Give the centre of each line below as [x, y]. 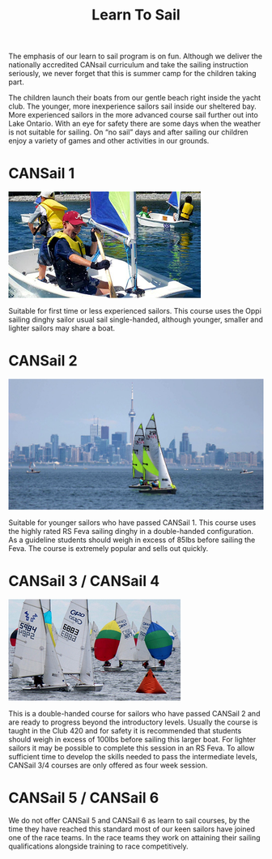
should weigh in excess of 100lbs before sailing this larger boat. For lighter [132, 740]
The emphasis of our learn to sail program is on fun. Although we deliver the [136, 56]
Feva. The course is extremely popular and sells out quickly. [108, 549]
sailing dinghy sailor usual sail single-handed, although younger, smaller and [136, 320]
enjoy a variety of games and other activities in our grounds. [109, 141]
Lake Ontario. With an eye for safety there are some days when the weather [135, 124]
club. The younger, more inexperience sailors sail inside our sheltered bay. [132, 106]
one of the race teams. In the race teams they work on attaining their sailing [134, 838]
